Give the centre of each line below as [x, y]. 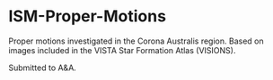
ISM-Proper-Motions [88, 16]
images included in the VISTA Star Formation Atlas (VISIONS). [122, 50]
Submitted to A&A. [43, 68]
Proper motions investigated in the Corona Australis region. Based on [136, 41]
